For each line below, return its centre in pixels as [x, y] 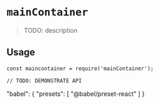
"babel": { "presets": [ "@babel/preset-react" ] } [75, 94]
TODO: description [51, 30]
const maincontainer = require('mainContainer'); [80, 69]
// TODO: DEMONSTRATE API [44, 80]
